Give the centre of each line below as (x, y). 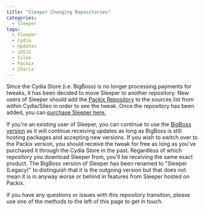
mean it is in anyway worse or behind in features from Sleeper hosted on (98, 177)
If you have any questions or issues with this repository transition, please (98, 195)
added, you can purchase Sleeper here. (56, 113)
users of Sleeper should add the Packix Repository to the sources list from (100, 99)
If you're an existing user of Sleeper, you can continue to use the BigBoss (99, 125)
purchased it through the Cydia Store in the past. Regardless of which (94, 150)
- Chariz (23, 69)
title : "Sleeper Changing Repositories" (59, 12)
